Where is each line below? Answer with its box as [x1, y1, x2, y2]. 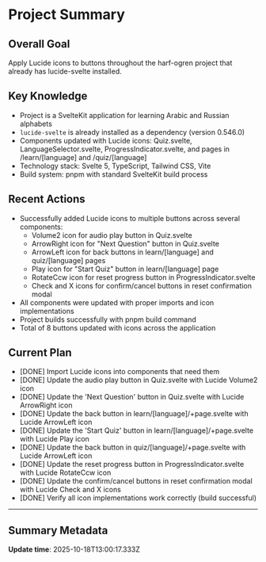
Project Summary [8, 6, 125, 24]
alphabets [19, 119, 53, 128]
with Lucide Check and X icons [19, 485, 121, 495]
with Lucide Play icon [19, 434, 89, 444]
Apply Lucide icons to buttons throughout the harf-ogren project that [8, 58, 233, 67]
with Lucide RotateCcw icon [19, 468, 112, 477]
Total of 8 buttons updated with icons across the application [19, 323, 216, 332]
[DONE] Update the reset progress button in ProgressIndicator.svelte [19, 460, 245, 469]
